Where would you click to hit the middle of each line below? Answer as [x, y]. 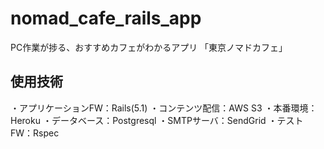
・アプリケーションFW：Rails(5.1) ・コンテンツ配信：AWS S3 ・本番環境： [164, 108]
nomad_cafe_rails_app [106, 18]
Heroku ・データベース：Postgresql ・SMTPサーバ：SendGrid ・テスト [157, 120]
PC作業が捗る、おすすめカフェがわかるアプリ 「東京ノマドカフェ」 [149, 47]
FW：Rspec [35, 133]
